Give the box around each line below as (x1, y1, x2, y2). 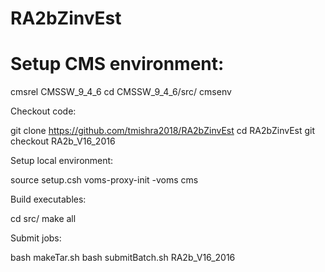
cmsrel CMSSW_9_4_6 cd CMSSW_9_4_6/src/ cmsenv (10, 86, 232, 98)
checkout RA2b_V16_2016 (10, 135, 116, 147)
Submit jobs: (10, 232, 62, 244)
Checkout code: (10, 105, 77, 117)
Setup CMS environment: (10, 53, 225, 76)
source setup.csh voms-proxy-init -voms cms (10, 174, 199, 186)
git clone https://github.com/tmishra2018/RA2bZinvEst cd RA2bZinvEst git (10, 125, 316, 137)
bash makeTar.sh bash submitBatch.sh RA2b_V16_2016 (10, 252, 236, 264)
